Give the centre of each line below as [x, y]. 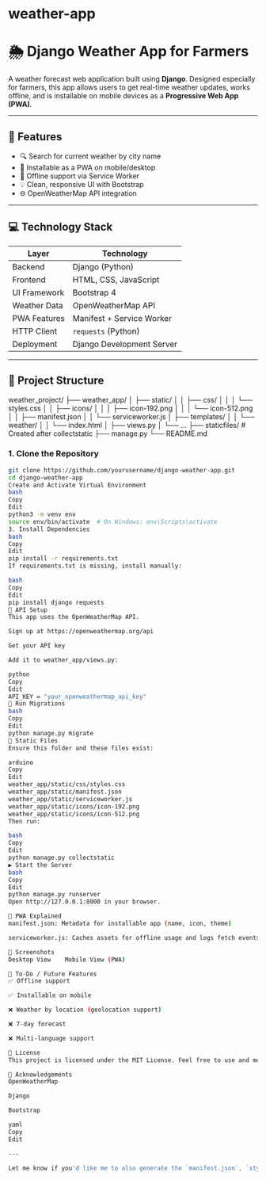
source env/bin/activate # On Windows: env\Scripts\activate [113, 521]
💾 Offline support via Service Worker [80, 176]
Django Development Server [125, 344]
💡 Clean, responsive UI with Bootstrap [82, 184]
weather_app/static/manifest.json [65, 792]
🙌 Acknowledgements [40, 1075]
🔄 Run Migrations [37, 704]
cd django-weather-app [46, 477]
